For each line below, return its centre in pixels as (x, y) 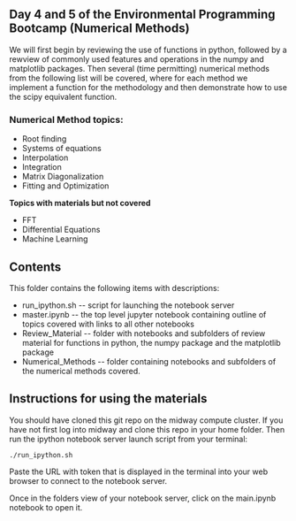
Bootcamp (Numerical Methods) (99, 29)
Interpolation (45, 157)
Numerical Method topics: (66, 119)
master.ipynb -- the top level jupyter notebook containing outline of (144, 314)
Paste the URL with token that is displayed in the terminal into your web (139, 471)
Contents (35, 267)
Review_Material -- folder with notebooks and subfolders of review (144, 333)
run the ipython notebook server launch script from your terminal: (129, 439)
